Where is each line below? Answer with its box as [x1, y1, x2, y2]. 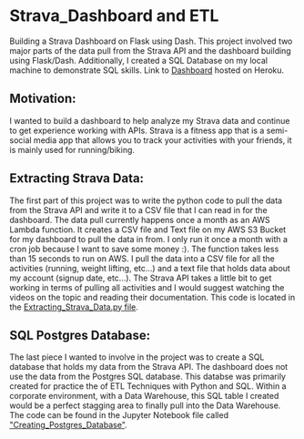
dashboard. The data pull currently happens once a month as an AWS [9, 214, 270, 225]
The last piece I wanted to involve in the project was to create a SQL [9, 352, 265, 362]
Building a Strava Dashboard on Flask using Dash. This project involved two [9, 36, 293, 46]
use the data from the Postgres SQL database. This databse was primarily [9, 371, 287, 383]
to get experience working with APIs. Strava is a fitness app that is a [9, 125, 265, 136]
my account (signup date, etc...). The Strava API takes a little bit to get [9, 272, 272, 283]
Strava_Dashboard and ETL [9, 5, 219, 26]
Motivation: [9, 91, 76, 107]
